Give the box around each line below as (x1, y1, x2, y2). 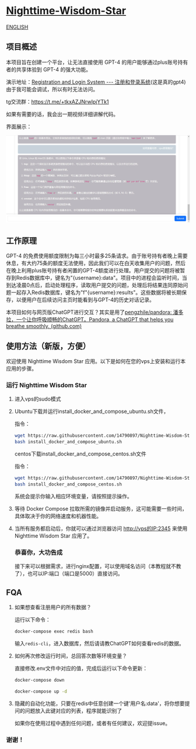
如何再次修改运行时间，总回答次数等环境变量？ (14, 652, 127, 659)
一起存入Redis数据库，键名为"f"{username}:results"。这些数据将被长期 (10, 289, 182, 296)
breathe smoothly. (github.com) (6, 323, 82, 330)
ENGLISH (6, 23, 29, 30)
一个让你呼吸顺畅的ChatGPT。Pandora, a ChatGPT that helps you (16, 316, 174, 323)
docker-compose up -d (14, 688, 67, 695)
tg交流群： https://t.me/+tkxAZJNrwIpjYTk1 (6, 98, 109, 105)
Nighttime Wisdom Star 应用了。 (14, 532, 92, 539)
